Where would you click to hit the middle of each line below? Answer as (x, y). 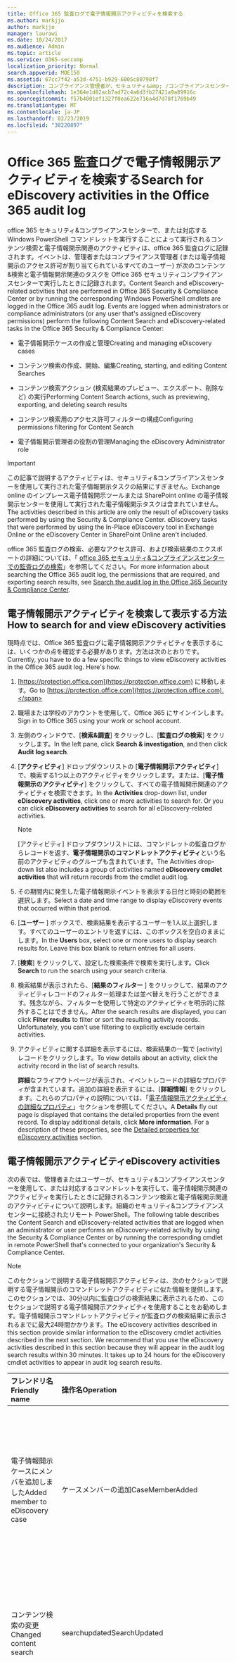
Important (21, 463)
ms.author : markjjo (36, 20)
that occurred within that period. (64, 908)
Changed (26, 1635)
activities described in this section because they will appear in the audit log (116, 1348)
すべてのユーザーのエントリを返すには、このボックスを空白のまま (124, 932)
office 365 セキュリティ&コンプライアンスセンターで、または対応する (107, 230)
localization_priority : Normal (53, 66)
